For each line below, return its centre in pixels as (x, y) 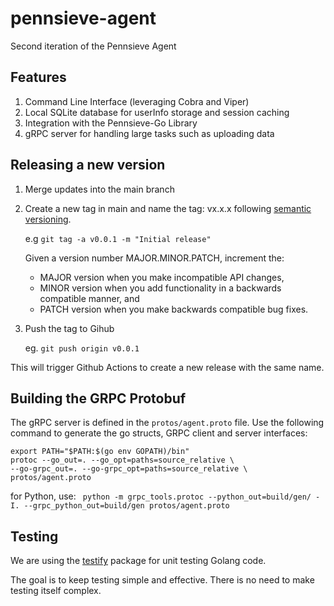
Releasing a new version (88, 165)
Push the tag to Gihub (69, 328)
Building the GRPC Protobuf (98, 398)
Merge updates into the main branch (99, 189)
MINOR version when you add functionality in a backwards (160, 288)
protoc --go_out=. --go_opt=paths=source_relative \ (122, 460)
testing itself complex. (56, 591)
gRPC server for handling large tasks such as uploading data (149, 133)
